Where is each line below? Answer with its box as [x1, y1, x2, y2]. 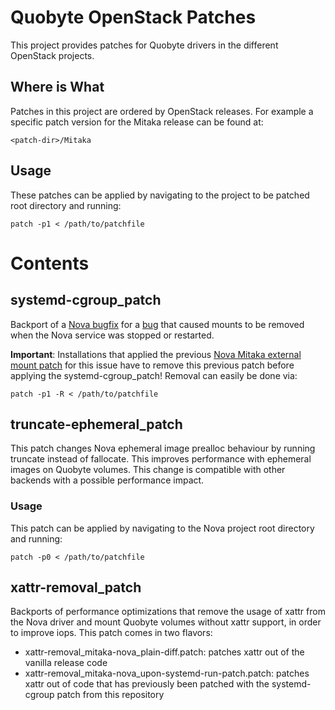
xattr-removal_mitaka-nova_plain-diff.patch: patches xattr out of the [24, 646, 305, 658]
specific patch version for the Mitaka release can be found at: [10, 116, 264, 128]
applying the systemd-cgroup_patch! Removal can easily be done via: [10, 369, 298, 381]
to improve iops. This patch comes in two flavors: [10, 627, 213, 639]
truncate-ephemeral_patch [10, 416, 183, 433]
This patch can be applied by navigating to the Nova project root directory [10, 522, 315, 534]
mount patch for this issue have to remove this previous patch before [10, 359, 295, 371]
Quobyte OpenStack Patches [10, 6, 257, 29]
